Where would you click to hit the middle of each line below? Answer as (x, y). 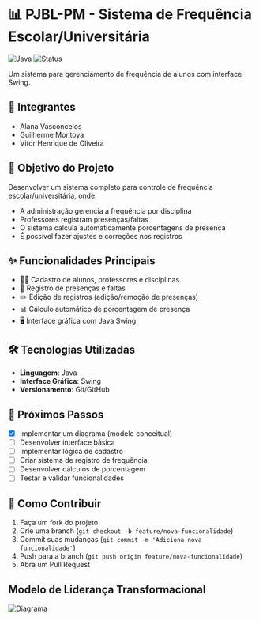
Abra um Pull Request (55, 565)
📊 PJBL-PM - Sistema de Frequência (130, 15)
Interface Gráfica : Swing (60, 381)
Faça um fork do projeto (59, 523)
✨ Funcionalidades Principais (82, 261)
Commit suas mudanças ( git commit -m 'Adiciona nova (111, 540)
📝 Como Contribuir (55, 504)
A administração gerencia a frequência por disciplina (105, 210)
